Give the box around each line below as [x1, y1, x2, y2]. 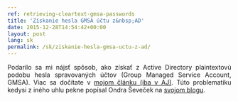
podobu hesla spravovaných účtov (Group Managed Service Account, [7, 70, 232, 79]
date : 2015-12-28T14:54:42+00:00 [7, 23, 107, 31]
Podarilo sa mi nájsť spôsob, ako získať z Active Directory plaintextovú [7, 63, 232, 71]
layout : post [7, 30, 46, 38]
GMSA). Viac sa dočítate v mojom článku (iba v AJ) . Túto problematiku [7, 78, 232, 86]
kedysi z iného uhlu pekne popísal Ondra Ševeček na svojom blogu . [7, 86, 206, 94]
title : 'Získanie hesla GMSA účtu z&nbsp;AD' [7, 17, 144, 24]
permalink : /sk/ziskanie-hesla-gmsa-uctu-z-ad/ [7, 43, 151, 51]
